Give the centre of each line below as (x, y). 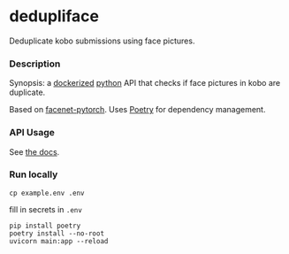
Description (35, 64)
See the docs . (34, 151)
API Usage (32, 133)
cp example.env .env (47, 193)
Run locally (34, 174)
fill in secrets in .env (46, 209)
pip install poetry (45, 226)
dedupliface (54, 16)
